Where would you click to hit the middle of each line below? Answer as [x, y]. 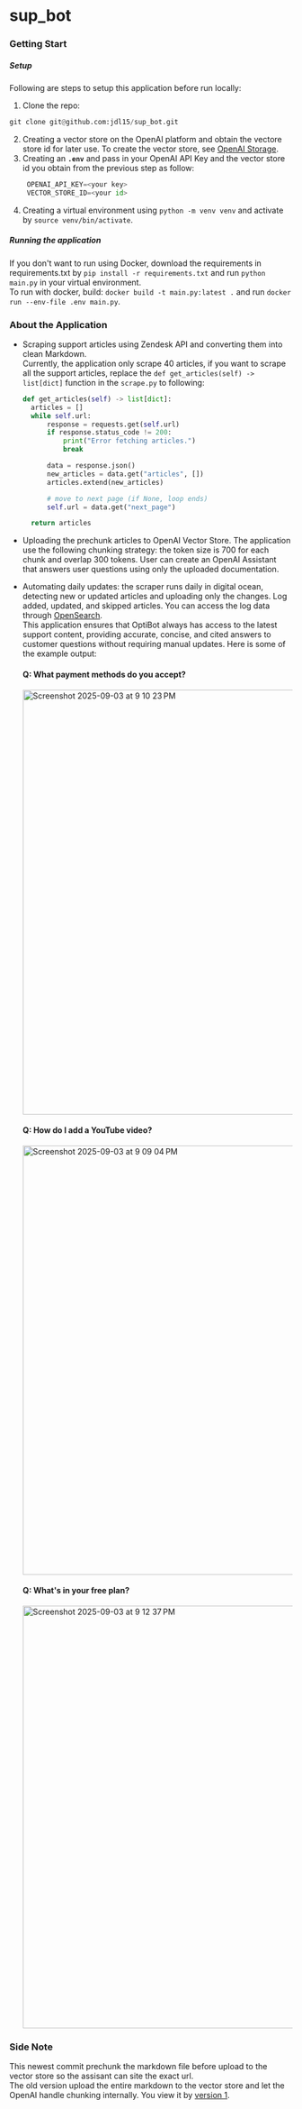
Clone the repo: [51, 105]
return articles [61, 524]
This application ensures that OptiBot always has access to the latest [150, 625]
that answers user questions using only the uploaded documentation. [151, 570]
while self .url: [61, 415]
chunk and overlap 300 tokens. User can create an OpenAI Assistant [149, 560]
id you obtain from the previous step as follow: [108, 168]
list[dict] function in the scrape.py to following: [113, 382]
